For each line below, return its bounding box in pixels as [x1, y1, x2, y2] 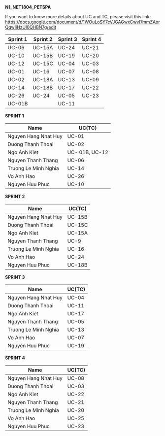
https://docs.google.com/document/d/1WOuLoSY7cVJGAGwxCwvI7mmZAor [5, 19, 160, 25]
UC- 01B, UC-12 [67, 149, 108, 156]
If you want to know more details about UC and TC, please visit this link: [5, 14, 151, 19]
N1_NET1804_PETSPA [5, 4, 51, 10]
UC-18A [33, 76, 53, 83]
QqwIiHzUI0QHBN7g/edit [5, 24, 57, 30]
